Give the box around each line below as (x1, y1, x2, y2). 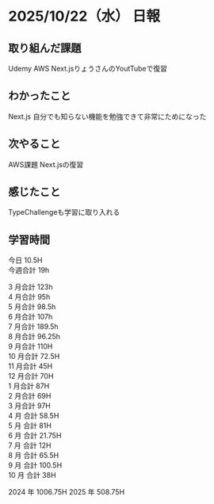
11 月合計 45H (8, 361, 53, 371)
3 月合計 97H (8, 401, 52, 410)
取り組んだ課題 (8, 41, 82, 55)
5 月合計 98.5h (8, 302, 56, 311)
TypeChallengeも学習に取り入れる (8, 208, 120, 217)
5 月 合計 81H (8, 421, 52, 430)
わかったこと (8, 89, 71, 103)
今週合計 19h (8, 265, 50, 275)
